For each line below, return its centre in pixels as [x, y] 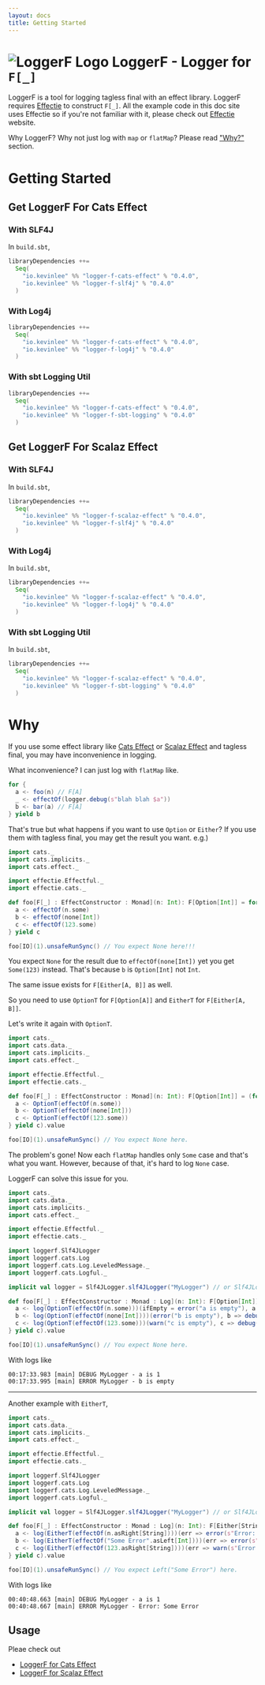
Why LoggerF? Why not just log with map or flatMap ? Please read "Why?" [126, 138]
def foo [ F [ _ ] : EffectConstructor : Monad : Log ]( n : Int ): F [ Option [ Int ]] [134, 1301]
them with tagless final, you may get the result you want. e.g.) [108, 837]
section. [21, 146]
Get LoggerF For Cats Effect [78, 207]
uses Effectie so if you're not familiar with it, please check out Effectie [121, 114]
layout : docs [30, 15]
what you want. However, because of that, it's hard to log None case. [119, 1163]
